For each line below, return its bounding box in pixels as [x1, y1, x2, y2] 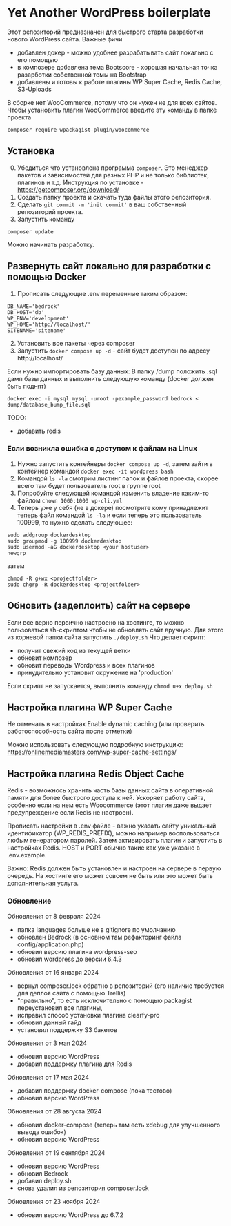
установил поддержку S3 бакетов [17, 1025, 118, 1033]
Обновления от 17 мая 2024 [7, 1073, 90, 1081]
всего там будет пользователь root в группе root [17, 481, 161, 489]
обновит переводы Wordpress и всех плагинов [17, 661, 155, 669]
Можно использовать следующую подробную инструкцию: [7, 741, 183, 749]
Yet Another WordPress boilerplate [7, 5, 212, 21]
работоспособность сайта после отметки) [7, 727, 132, 736]
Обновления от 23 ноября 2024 [7, 1197, 101, 1205]
